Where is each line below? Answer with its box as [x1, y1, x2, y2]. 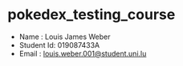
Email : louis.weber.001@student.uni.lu [18, 49, 147, 58]
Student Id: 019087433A [18, 40, 100, 49]
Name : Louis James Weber [18, 32, 111, 41]
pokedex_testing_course [7, 6, 176, 24]
